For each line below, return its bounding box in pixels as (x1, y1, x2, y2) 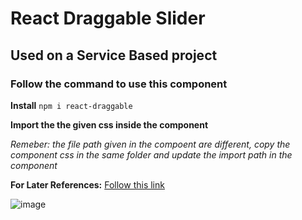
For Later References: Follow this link (10, 178, 165, 191)
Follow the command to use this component (10, 77, 228, 91)
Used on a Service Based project (10, 47, 218, 64)
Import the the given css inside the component (10, 118, 209, 131)
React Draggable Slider (10, 7, 206, 30)
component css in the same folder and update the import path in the (10, 148, 293, 161)
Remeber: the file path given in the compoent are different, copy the (10, 138, 291, 150)
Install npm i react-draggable (10, 99, 133, 111)
